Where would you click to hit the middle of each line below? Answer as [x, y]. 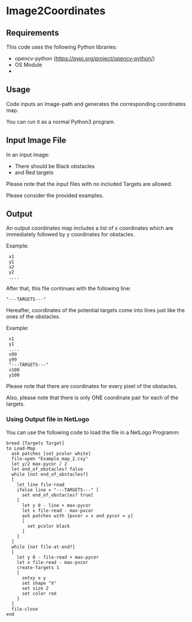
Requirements [32, 33]
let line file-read [41, 485]
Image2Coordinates [56, 11]
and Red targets [34, 172]
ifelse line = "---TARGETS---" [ [58, 490]
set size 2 [35, 588]
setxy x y [34, 578]
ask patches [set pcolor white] [51, 453]
